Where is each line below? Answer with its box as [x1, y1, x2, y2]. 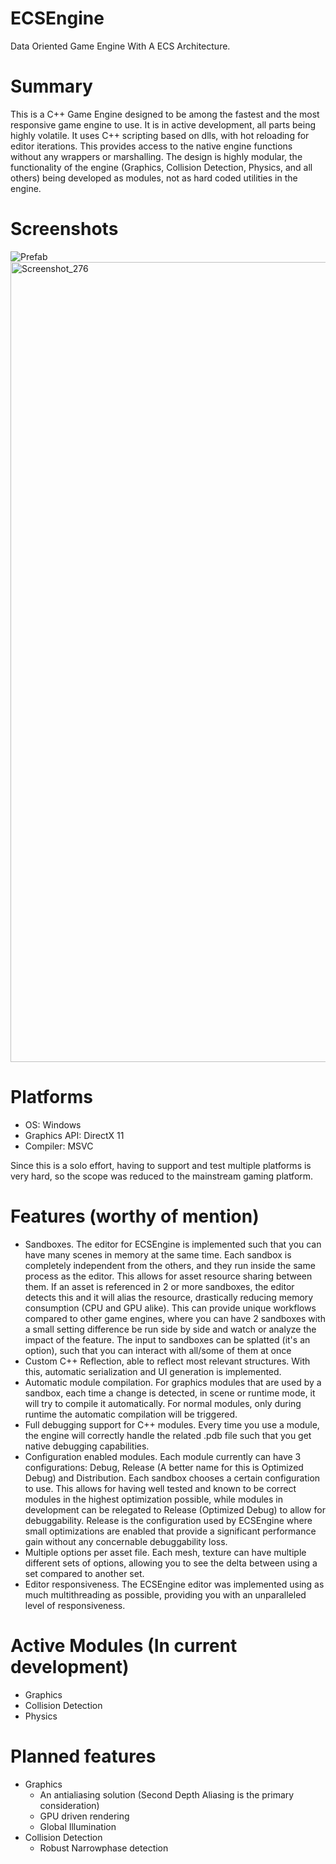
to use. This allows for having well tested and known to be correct [24, 1482, 297, 1494]
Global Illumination [39, 1820, 117, 1832]
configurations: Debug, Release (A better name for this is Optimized [24, 1461, 304, 1473]
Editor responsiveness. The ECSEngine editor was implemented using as [24, 1578, 325, 1590]
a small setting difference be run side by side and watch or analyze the [24, 1323, 317, 1335]
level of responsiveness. [24, 1599, 126, 1611]
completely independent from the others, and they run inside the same [24, 1259, 316, 1271]
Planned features [10, 1745, 157, 1767]
